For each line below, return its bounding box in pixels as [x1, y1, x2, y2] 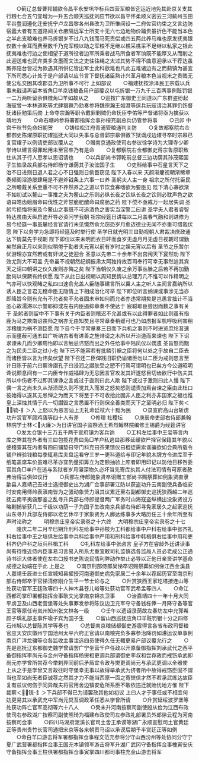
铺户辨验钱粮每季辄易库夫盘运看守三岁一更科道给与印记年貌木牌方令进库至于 [6, 451, 193, 458]
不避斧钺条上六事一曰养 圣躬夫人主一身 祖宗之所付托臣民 [52, 176, 191, 183]
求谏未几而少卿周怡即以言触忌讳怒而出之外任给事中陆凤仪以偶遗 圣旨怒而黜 [6, 339, 190, 347]
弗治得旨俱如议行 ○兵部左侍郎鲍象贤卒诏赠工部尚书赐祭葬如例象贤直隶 [6, 473, 189, 480]
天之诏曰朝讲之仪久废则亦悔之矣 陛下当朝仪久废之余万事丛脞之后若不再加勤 [6, 265, 190, 272]
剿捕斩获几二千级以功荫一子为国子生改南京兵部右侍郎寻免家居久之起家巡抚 [11, 503, 193, 510]
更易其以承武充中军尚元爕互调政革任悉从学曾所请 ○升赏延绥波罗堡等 [11, 696, 189, 703]
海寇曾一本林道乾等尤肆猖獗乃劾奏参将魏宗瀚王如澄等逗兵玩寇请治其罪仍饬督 [6, 102, 193, 109]
